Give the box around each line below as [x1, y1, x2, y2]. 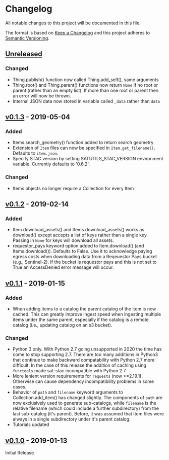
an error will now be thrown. [12, 92, 72, 99]
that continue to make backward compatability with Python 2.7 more [12, 357, 155, 363]
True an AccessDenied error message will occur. [12, 264, 114, 270]
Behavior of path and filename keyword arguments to [12, 389, 124, 396]
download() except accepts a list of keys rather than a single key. [12, 232, 148, 238]
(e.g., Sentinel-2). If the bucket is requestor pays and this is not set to [12, 259, 157, 265]
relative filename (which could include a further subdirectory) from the [12, 405, 159, 411]
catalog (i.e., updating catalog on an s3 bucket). [12, 322, 112, 328]
